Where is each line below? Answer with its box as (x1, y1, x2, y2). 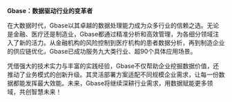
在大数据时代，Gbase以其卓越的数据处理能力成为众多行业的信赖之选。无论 (7, 21, 220, 30)
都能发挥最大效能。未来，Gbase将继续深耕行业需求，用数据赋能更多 (12, 79, 207, 87)
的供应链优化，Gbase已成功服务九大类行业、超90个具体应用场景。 (7, 48, 197, 55)
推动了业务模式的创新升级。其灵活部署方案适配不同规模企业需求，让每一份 (7, 70, 219, 79)
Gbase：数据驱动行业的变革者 (7, 7, 93, 14)
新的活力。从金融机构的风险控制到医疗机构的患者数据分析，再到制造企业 (19, 39, 225, 47)
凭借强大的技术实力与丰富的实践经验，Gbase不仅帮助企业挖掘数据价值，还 (7, 62, 220, 70)
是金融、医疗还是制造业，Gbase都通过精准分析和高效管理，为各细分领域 (7, 30, 213, 38)
